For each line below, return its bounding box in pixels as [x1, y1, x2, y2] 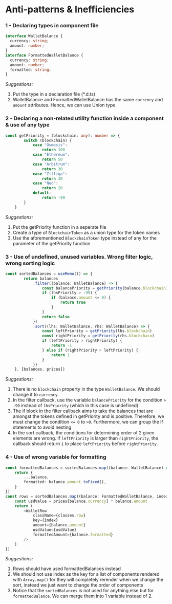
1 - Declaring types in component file [5, 22, 99, 29]
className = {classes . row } [32, 513, 86, 518]
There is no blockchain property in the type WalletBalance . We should [12, 386, 160, 392]
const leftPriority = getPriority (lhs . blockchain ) [41, 328, 153, 334]
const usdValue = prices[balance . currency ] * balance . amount [14, 499, 147, 504]
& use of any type [5, 121, 50, 129]
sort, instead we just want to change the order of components [12, 582, 143, 588]
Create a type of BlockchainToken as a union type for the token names [12, 229, 160, 235]
